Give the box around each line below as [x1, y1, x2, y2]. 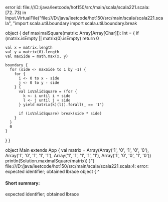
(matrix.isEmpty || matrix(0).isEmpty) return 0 [5, 35, 99, 41]
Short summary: [5, 180, 40, 186]
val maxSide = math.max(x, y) [5, 54, 69, 59]
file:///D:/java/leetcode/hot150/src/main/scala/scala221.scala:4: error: [5, 163, 149, 169]
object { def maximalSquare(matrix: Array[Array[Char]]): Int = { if [5, 30, 139, 36]
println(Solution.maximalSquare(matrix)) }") [5, 158, 95, 164]
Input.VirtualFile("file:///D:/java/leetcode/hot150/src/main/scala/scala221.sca [5, 15, 163, 21]
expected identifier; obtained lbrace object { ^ [5, 168, 100, 174]
